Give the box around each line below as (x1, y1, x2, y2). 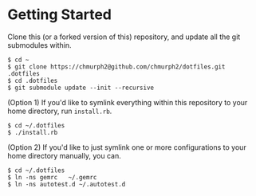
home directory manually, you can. (7, 151, 121, 160)
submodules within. (7, 40, 73, 49)
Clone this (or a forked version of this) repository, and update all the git (7, 32, 241, 41)
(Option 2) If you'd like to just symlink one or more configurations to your (7, 142, 246, 152)
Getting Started (7, 6, 112, 24)
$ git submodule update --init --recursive (7, 84, 155, 92)
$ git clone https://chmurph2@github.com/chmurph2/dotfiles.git (7, 62, 226, 71)
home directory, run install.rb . (7, 106, 112, 116)
